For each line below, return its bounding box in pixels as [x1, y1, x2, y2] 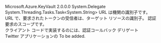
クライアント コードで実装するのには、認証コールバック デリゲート [5, 27, 139, 33]
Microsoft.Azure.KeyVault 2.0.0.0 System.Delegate [5, 4, 106, 9]
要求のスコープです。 [5, 21, 47, 27]
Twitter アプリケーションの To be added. [5, 33, 86, 39]
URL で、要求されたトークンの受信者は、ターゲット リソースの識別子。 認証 [5, 15, 156, 21]
